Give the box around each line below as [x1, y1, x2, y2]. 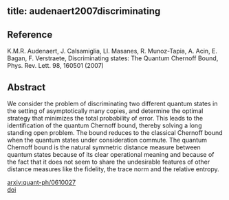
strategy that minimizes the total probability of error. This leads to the [7, 114, 204, 123]
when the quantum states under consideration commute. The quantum [7, 136, 208, 145]
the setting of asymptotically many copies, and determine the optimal [7, 107, 204, 115]
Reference [7, 29, 53, 40]
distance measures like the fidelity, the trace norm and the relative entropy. [7, 165, 220, 173]
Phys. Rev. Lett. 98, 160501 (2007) [7, 62, 105, 70]
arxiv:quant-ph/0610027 [7, 178, 76, 187]
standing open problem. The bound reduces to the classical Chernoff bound [7, 129, 223, 137]
